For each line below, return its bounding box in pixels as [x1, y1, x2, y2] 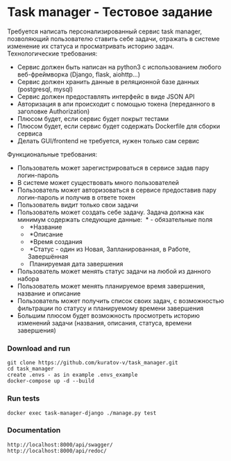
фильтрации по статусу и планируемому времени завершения [17, 304, 204, 312]
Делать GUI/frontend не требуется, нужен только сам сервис [17, 136, 200, 145]
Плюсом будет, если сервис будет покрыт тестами [17, 114, 169, 122]
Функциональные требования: [7, 150, 98, 159]
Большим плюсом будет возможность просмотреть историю [17, 311, 200, 320]
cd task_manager [7, 366, 54, 373]
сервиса [17, 129, 43, 138]
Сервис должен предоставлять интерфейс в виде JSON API [17, 92, 195, 101]
